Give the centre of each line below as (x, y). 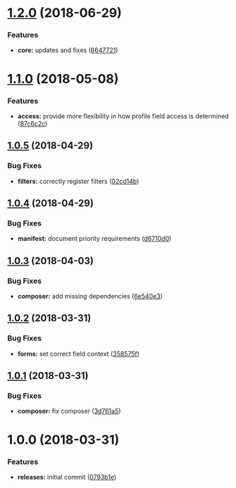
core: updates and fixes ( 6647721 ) (68, 50)
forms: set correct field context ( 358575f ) (78, 354)
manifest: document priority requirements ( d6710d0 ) (94, 239)
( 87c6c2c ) (32, 123)
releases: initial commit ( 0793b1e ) (67, 477)
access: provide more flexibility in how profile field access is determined (123, 116)
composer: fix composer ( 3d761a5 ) (69, 411)
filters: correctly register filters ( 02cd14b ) (78, 181)
